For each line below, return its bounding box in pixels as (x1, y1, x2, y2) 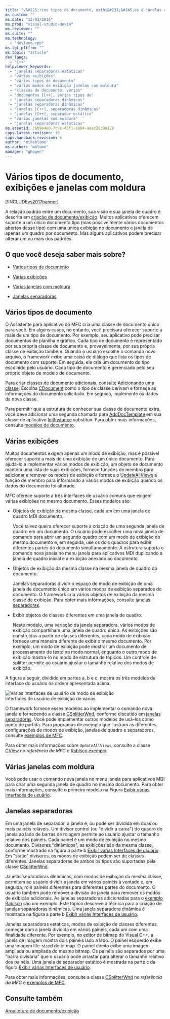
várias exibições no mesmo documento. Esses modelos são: (5, 498, 132, 504)
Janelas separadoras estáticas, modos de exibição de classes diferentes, (5, 921, 158, 927)
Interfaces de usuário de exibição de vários (5, 696, 96, 702)
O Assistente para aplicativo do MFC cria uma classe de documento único (5, 321, 159, 328)
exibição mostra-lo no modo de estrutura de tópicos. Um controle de (12, 654, 156, 661)
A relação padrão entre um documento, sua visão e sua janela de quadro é (5, 208, 161, 214)
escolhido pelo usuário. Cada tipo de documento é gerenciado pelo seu (5, 364, 154, 371)
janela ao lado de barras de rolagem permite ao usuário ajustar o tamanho (5, 831, 159, 837)
